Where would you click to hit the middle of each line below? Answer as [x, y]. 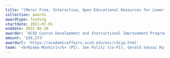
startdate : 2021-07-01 [29, 24]
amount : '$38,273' [25, 38]
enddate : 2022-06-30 [27, 29]
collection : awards [26, 15]
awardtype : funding [26, 19]
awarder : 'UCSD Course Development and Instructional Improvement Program [86, 33]
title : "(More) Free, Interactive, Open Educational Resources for [78, 10]
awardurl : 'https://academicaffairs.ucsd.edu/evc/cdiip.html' [72, 43]
